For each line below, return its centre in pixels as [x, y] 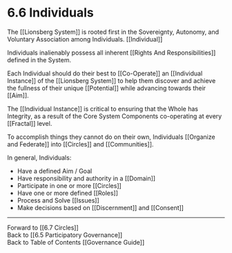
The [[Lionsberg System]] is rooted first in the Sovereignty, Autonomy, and [113, 32]
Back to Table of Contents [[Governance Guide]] [76, 242]
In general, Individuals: [39, 158]
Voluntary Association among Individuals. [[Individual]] [85, 39]
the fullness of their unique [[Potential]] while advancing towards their [106, 88]
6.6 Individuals [51, 13]
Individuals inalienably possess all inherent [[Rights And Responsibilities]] [112, 53]
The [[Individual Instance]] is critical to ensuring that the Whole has [103, 109]
